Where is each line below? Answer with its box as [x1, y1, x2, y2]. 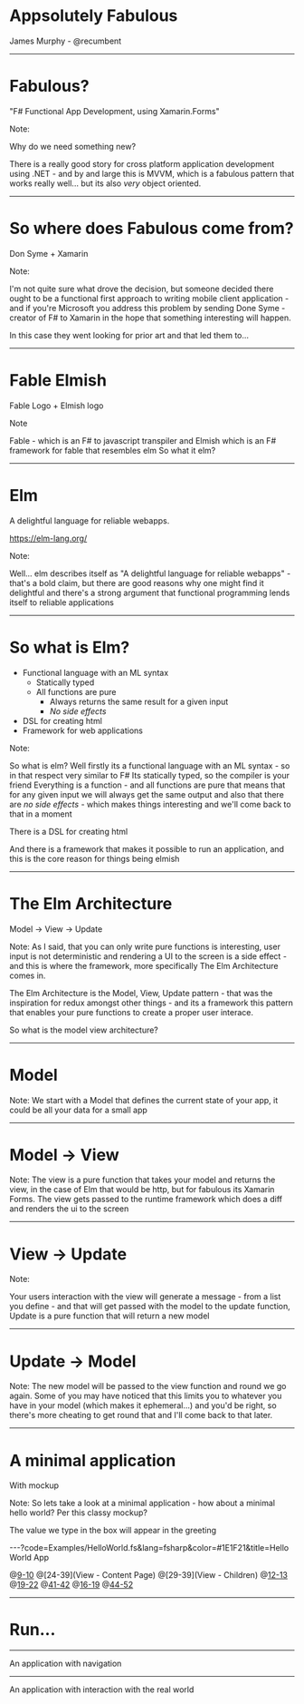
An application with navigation [9, 1658, 122, 1670]
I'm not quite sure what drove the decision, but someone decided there [9, 283, 274, 294]
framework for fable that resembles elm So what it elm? [9, 445, 216, 455]
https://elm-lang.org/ [9, 533, 88, 544]
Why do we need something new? [9, 141, 137, 152]
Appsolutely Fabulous [9, 5, 178, 26]
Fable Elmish [9, 370, 107, 390]
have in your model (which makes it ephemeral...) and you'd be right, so [9, 1400, 278, 1411]
